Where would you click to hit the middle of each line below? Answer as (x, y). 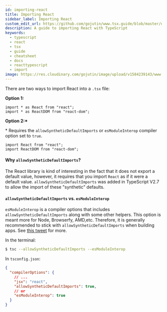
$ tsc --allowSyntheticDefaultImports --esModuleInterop (65, 249)
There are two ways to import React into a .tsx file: (58, 88)
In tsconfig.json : (23, 259)
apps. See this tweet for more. (36, 231)
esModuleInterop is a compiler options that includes (58, 210)
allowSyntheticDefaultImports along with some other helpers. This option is (83, 215)
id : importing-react (27, 10)
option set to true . (24, 136)
